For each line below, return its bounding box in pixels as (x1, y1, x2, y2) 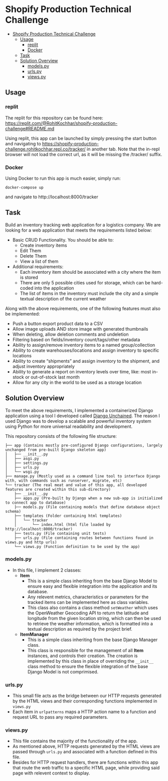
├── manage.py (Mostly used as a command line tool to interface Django (5, 474, 160, 479)
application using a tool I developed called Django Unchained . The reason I (5, 413, 160, 419)
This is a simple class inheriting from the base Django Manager (27, 637, 158, 643)
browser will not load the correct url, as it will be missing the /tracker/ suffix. (5, 151, 162, 157)
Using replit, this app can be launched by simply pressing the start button (5, 135, 157, 141)
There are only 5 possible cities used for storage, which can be (20, 279, 150, 285)
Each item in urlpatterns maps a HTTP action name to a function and (12, 709, 156, 715)
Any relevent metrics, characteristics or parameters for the (27, 594, 149, 600)
